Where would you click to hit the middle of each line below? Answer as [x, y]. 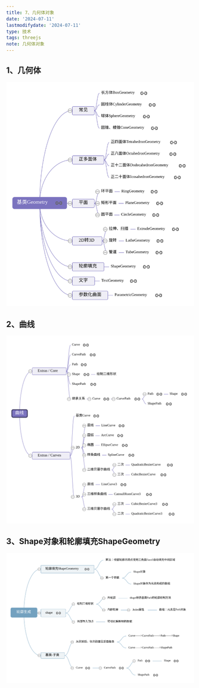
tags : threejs [24, 38]
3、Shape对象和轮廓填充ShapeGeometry [83, 542]
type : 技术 [19, 32]
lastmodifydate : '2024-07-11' [44, 25]
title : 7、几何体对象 [30, 13]
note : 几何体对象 [25, 44]
